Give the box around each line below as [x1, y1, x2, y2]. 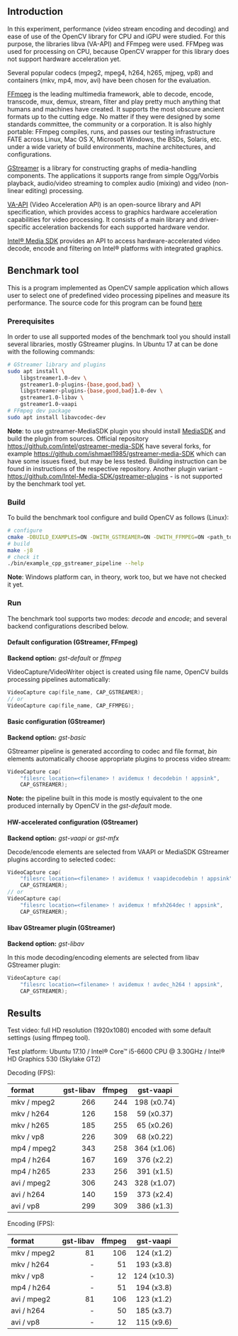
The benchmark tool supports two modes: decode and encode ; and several [7, 614, 228, 623]
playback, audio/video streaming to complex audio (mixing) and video [7, 179, 211, 187]
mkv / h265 [11, 1120, 50, 1130]
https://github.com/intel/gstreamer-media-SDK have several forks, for [7, 441, 211, 450]
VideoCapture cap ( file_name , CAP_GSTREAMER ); [7, 688, 144, 696]
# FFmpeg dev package [7, 407, 72, 414]
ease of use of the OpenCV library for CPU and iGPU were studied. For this [7, 32, 226, 40]
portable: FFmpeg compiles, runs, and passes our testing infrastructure [7, 127, 216, 136]
